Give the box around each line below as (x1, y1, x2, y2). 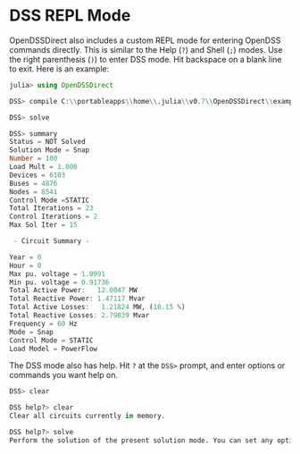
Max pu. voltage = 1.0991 (9, 269, 105, 278)
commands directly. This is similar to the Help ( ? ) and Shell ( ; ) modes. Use (9, 44, 283, 55)
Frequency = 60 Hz (9, 319, 78, 328)
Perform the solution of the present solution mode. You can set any (9, 435, 274, 445)
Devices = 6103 (9, 171, 66, 180)
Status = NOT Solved (9, 138, 87, 147)
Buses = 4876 (9, 179, 58, 188)
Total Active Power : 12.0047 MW (9, 286, 138, 295)
